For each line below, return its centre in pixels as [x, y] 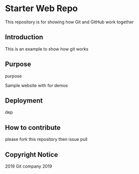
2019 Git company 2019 [29, 166]
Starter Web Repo [41, 9]
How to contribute [33, 128]
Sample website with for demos [37, 85]
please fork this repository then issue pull [46, 139]
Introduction [24, 37]
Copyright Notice [31, 154]
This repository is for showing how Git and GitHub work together [69, 22]
